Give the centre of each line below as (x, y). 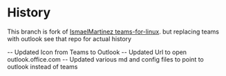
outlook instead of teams (43, 66)
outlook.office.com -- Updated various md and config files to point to (105, 59)
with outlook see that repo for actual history (69, 38)
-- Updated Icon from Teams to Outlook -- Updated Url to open (97, 52)
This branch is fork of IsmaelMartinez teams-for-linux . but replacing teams (113, 31)
